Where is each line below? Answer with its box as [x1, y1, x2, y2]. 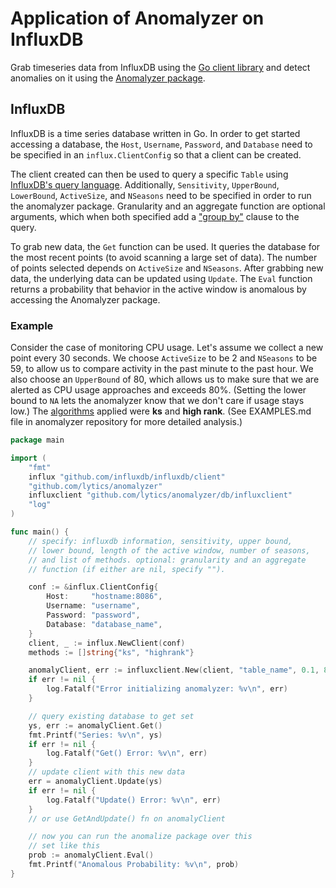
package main [10, 435, 65, 446]
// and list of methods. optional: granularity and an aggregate [28, 555, 307, 565]
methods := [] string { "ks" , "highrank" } [28, 647, 195, 657]
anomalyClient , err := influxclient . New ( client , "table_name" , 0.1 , [28, 665, 320, 676]
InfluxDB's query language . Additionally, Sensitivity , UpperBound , [10, 178, 280, 191]
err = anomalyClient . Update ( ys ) [28, 777, 163, 787]
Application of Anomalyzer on [10, 7, 265, 30]
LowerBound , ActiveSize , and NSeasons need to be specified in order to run [10, 189, 312, 201]
